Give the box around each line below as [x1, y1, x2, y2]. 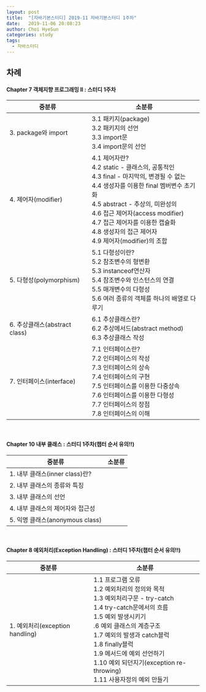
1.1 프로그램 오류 [93, 575, 141, 584]
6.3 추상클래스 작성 [91, 333, 145, 342]
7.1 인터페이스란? [91, 345, 140, 354]
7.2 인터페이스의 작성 [91, 354, 150, 363]
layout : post [6, 9, 40, 15]
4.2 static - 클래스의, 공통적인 [91, 163, 175, 172]
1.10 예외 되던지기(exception [93, 658, 175, 667]
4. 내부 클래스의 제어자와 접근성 [9, 504, 96, 513]
